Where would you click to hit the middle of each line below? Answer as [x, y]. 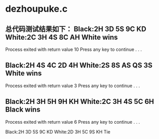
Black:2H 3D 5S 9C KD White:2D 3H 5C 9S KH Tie [58, 132]
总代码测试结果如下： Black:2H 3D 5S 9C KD [76, 29]
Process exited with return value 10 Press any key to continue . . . [74, 49]
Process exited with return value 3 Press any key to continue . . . [73, 86]
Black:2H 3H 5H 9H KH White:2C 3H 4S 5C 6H [80, 102]
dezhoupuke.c [36, 9]
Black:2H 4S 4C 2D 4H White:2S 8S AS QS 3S [79, 65]
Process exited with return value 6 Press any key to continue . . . [73, 122]
